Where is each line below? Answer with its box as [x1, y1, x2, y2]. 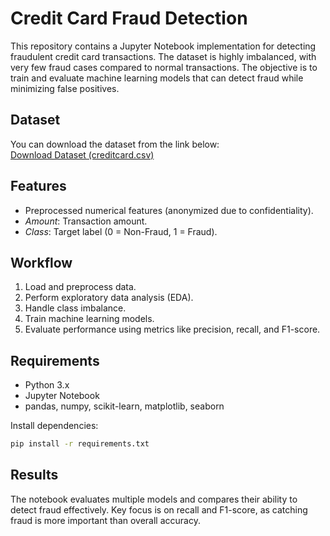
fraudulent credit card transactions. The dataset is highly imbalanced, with [10, 50, 317, 62]
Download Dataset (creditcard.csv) [10, 148, 155, 161]
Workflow [10, 254, 73, 271]
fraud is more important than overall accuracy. [10, 514, 201, 526]
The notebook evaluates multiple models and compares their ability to [10, 493, 298, 505]
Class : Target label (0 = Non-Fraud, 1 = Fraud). [24, 225, 218, 237]
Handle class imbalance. [24, 302, 127, 314]
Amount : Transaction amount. [24, 215, 148, 227]
